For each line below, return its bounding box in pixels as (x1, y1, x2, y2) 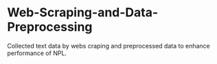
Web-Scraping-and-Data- (7, 5, 159, 20)
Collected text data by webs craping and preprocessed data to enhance (7, 42, 211, 50)
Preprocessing (7, 19, 93, 35)
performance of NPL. (7, 49, 67, 57)
